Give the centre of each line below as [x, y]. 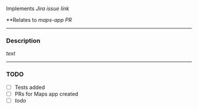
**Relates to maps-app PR [39, 20]
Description [23, 41]
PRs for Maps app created [46, 94]
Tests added [30, 87]
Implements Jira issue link [38, 9]
